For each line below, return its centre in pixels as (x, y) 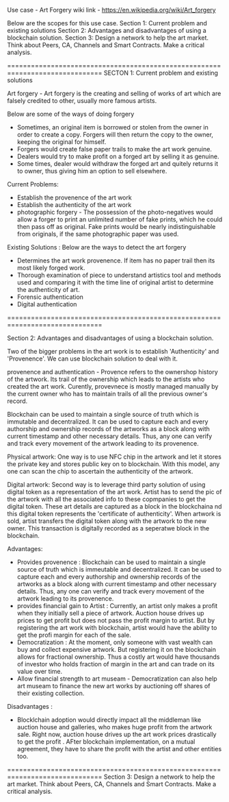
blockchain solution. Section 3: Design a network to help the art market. (108, 38)
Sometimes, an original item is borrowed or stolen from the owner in (112, 127)
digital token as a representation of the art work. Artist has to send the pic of (114, 492)
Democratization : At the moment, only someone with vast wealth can (115, 642)
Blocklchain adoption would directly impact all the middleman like (109, 720)
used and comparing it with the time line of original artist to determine (115, 282)
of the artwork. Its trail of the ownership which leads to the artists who (106, 379)
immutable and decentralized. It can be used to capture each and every (108, 422)
